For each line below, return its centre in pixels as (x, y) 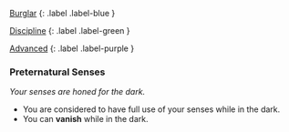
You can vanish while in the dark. (85, 119)
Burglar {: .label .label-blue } (62, 13)
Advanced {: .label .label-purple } (72, 48)
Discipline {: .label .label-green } (70, 30)
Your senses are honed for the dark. (77, 92)
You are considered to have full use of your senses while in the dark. (151, 109)
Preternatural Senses (57, 72)
